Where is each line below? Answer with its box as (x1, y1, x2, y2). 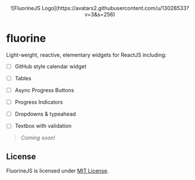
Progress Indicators (14, 99, 64, 106)
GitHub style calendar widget (14, 62, 87, 70)
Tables (14, 75, 32, 81)
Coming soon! (20, 134, 55, 141)
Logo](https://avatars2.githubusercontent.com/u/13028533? (41, 5, 189, 11)
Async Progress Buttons (14, 87, 74, 94)
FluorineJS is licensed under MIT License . (6, 168, 109, 175)
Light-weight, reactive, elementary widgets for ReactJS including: (6, 51, 167, 58)
